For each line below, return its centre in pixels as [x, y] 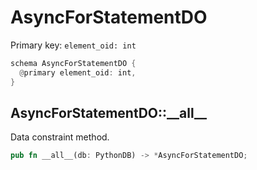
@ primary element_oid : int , [78, 72]
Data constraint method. [60, 137]
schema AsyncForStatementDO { [73, 63]
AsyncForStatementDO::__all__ [108, 112]
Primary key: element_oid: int [73, 45]
